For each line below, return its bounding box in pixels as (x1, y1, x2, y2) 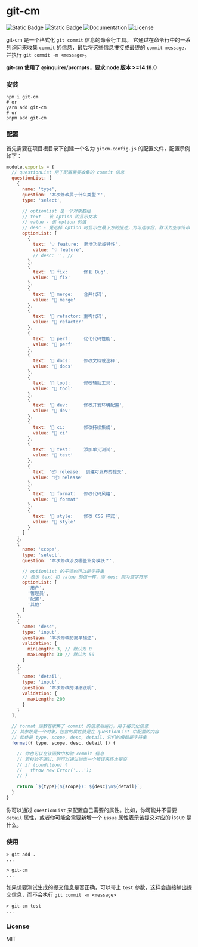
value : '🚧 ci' (32, 430, 68, 436)
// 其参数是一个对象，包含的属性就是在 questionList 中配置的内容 (11, 729, 159, 735)
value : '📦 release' (32, 474, 83, 480)
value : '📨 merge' (32, 297, 76, 303)
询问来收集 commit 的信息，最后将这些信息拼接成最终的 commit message (11, 44, 184, 51)
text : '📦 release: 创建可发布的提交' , (32, 468, 127, 475)
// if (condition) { (17, 762, 68, 768)
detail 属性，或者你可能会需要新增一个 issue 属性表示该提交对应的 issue (6, 813, 185, 821)
